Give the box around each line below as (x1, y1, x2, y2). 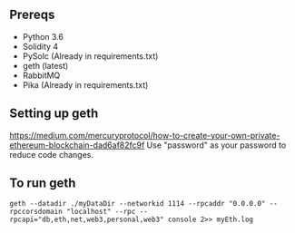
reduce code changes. (9, 149, 93, 160)
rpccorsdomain (9, 208, 64, 217)
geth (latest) (22, 60, 69, 71)
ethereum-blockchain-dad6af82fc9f (9, 140, 145, 150)
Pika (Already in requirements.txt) (22, 79, 149, 90)
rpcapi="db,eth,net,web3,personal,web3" (9, 215, 165, 225)
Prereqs (9, 7, 55, 23)
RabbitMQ (22, 70, 61, 81)
